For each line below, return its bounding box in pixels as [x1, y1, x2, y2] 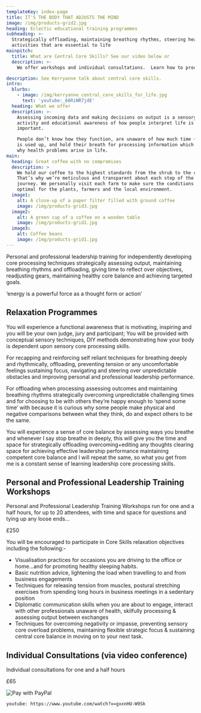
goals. [6, 278, 22, 285]
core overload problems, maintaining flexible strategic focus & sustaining [14, 627, 195, 634]
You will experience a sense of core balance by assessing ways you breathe [6, 428, 194, 435]
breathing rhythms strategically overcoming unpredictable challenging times [6, 391, 194, 398]
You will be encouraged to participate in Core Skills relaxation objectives [6, 539, 184, 546]
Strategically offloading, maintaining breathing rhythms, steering [11, 37, 186, 43]
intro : [6, 81, 23, 87]
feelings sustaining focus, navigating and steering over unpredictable [6, 367, 177, 374]
